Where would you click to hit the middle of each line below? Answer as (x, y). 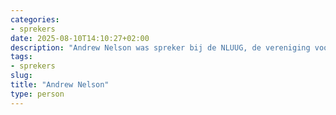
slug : (21, 76)
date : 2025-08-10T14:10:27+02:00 (80, 38)
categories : (35, 19)
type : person (37, 94)
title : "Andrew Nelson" (60, 85)
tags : (21, 57)
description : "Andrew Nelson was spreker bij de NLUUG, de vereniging (160, 47)
